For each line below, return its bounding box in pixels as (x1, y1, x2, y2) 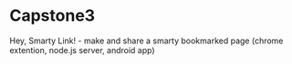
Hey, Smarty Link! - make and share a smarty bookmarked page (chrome (9, 35, 284, 46)
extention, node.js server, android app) (9, 44, 155, 55)
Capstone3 (9, 5, 96, 26)
